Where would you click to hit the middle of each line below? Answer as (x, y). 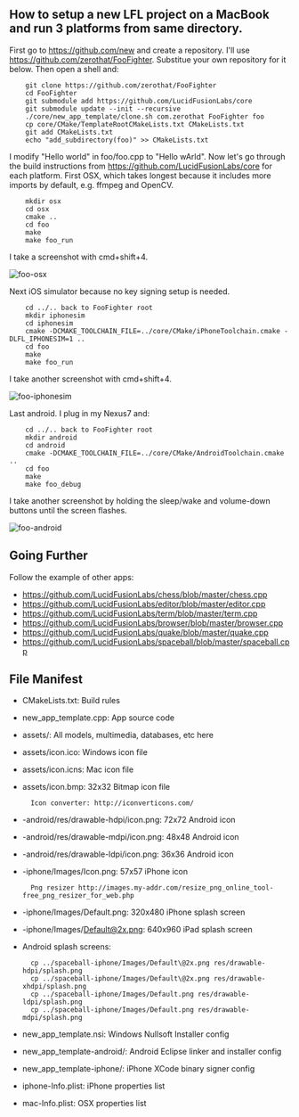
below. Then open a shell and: (64, 69)
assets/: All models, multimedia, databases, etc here (117, 735)
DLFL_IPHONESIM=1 (41, 339)
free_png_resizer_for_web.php (78, 896)
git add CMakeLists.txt (69, 132)
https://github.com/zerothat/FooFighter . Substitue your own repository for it (148, 59)
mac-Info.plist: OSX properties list (84, 1104)
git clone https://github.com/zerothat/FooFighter (121, 85)
